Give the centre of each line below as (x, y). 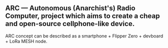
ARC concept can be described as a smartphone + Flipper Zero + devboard (84, 36)
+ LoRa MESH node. (26, 41)
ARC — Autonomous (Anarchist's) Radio (70, 8)
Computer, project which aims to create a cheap (82, 16)
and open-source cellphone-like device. (70, 24)
